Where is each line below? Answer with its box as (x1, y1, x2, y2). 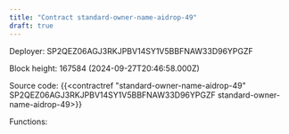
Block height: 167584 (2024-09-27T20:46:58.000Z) (9, 63, 201, 74)
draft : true (9, 21, 54, 30)
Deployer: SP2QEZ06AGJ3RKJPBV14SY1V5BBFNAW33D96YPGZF (9, 45, 254, 56)
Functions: (9, 116, 48, 127)
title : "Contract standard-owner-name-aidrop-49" (9, 12, 198, 22)
